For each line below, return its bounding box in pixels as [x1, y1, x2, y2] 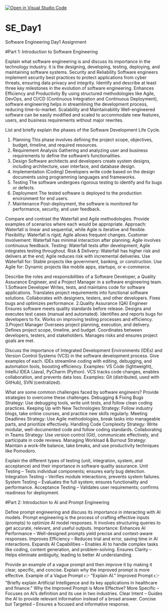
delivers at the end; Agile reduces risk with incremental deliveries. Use [5, 253, 150, 259]
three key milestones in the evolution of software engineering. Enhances [5, 85, 154, 91]
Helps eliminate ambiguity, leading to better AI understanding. [5, 552, 132, 558]
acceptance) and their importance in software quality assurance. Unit [5, 463, 148, 469]
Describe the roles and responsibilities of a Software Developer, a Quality [5, 273, 156, 279]
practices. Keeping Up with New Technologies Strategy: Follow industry [5, 405, 153, 411]
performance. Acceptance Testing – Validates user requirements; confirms [5, 484, 159, 490]
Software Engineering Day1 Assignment [5, 39, 86, 45]
